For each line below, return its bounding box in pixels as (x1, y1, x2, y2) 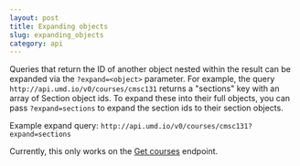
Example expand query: (9, 120, 99, 131)
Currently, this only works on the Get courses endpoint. (9, 146, 219, 157)
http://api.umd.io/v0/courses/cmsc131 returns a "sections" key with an (9, 83, 280, 94)
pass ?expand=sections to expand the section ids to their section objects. (9, 102, 284, 114)
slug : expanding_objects (9, 30, 104, 39)
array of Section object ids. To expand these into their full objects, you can (9, 93, 291, 104)
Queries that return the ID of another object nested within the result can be (9, 64, 291, 75)
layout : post (9, 13, 59, 23)
